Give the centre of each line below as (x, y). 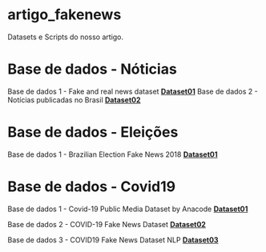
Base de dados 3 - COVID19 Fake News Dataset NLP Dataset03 (113, 240)
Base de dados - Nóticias (92, 69)
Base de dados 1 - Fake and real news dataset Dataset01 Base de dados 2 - (133, 91)
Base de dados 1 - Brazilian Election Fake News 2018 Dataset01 (113, 154)
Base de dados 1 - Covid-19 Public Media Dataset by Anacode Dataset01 (128, 209)
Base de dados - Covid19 (92, 186)
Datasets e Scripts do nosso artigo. (66, 37)
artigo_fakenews (64, 15)
